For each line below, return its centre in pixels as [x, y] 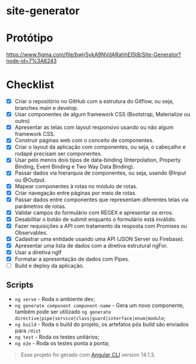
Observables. [31, 232]
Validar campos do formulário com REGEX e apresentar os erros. [94, 213]
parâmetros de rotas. [40, 206]
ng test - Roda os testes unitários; [57, 337]
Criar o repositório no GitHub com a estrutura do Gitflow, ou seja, [94, 102]
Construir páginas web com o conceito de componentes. [84, 140]
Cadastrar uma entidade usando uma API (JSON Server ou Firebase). [99, 239]
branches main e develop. [46, 108]
